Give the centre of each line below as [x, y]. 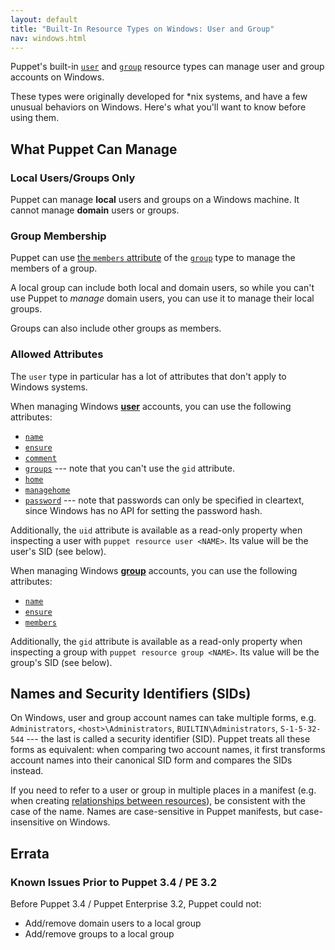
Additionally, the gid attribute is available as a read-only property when [156, 641]
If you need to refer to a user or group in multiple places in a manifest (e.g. [163, 790]
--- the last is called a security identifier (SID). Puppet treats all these [168, 739]
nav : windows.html [48, 38]
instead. [27, 771]
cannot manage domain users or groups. [95, 210]
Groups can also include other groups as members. [116, 328]
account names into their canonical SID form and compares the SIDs [151, 760]
